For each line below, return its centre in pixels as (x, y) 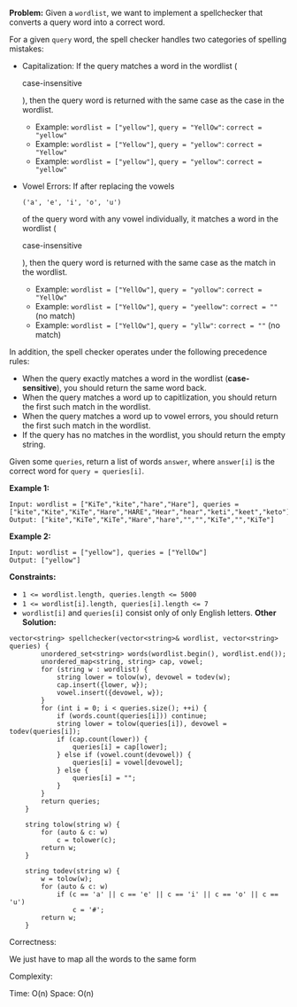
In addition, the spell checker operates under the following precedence (138, 352)
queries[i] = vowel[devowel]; (128, 762)
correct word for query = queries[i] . (77, 471)
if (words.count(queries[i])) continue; (132, 716)
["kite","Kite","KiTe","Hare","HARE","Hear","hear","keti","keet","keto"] (150, 512)
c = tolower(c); (86, 840)
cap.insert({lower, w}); (102, 685)
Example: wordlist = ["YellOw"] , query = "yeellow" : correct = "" (156, 306)
